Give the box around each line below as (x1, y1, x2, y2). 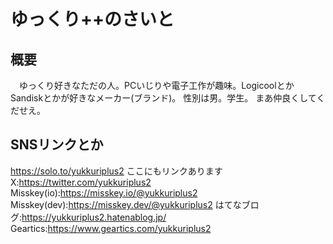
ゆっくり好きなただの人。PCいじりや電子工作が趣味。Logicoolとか (18, 80, 295, 91)
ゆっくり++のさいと (10, 8, 175, 31)
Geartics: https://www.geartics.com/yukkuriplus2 (10, 222, 212, 234)
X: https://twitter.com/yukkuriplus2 (10, 176, 152, 188)
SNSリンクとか (10, 136, 104, 154)
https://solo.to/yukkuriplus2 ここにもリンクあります (10, 165, 223, 177)
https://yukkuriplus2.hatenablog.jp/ (21, 211, 167, 223)
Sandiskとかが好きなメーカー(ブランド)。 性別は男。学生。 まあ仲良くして (10, 92, 317, 104)
